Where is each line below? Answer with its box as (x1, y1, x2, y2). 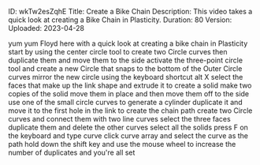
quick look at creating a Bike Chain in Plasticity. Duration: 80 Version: (8, 15, 232, 24)
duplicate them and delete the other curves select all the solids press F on (8, 122, 248, 132)
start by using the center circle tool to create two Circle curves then (8, 47, 228, 56)
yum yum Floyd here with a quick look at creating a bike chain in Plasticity (8, 39, 248, 48)
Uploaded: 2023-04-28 (8, 24, 85, 32)
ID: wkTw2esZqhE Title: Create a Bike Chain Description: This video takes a (8, 7, 253, 16)
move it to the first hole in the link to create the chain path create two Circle (8, 106, 253, 115)
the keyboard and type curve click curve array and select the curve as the (8, 131, 248, 141)
